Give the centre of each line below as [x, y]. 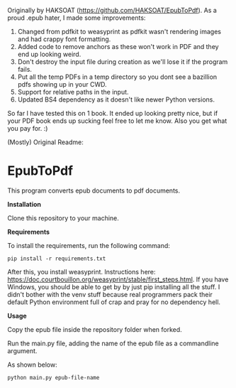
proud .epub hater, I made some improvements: [77, 18]
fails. [24, 69]
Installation [24, 204]
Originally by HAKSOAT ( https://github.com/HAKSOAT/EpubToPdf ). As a [112, 10]
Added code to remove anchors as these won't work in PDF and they [118, 47]
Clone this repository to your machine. [63, 218]
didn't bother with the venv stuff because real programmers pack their [110, 294]
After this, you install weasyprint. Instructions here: [82, 271]
